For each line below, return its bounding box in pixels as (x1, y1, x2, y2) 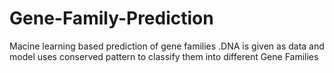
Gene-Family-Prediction (9, 7, 214, 30)
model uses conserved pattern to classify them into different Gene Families (9, 50, 319, 62)
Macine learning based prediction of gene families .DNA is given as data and (9, 40, 325, 52)
